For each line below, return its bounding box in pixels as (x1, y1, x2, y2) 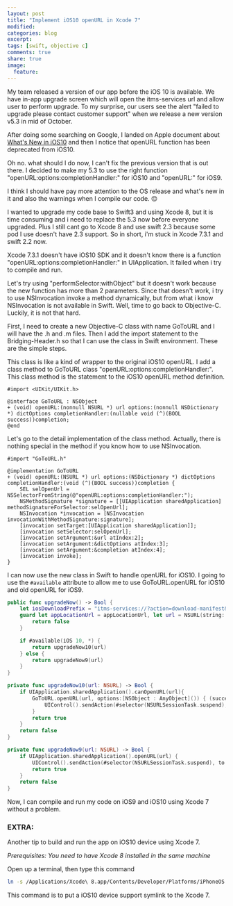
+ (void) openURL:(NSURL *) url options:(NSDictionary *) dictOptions (7, 473, 216, 480)
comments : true (7, 49, 51, 56)
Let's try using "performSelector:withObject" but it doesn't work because (7, 279, 217, 287)
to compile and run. (7, 265, 63, 274)
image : (7, 62, 26, 69)
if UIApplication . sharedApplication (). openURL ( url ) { (19, 752, 178, 759)
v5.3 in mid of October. (7, 117, 73, 125)
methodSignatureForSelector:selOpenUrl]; (7, 504, 129, 511)
